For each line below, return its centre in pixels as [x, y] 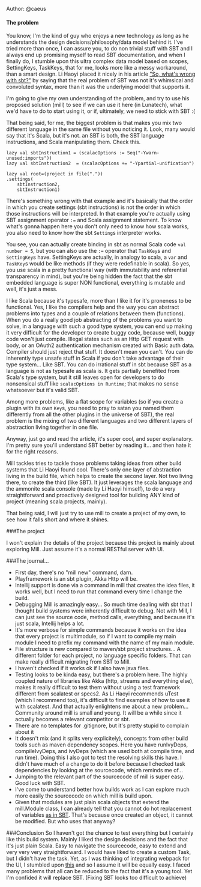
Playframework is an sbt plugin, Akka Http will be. [76, 579]
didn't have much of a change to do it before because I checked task [100, 764]
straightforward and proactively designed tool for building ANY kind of [93, 495]
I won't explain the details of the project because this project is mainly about [100, 543]
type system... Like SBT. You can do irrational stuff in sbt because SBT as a [99, 365]
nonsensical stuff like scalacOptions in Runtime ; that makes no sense [92, 384]
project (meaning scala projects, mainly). [57, 501]
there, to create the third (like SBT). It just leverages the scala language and [99, 482]
